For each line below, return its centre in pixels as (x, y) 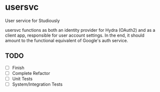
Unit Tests (22, 79)
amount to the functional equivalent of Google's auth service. (67, 40)
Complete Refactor (31, 73)
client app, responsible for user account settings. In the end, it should (75, 35)
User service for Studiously (32, 21)
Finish (18, 68)
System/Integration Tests (37, 84)
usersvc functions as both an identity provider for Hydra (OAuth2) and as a (80, 30)
